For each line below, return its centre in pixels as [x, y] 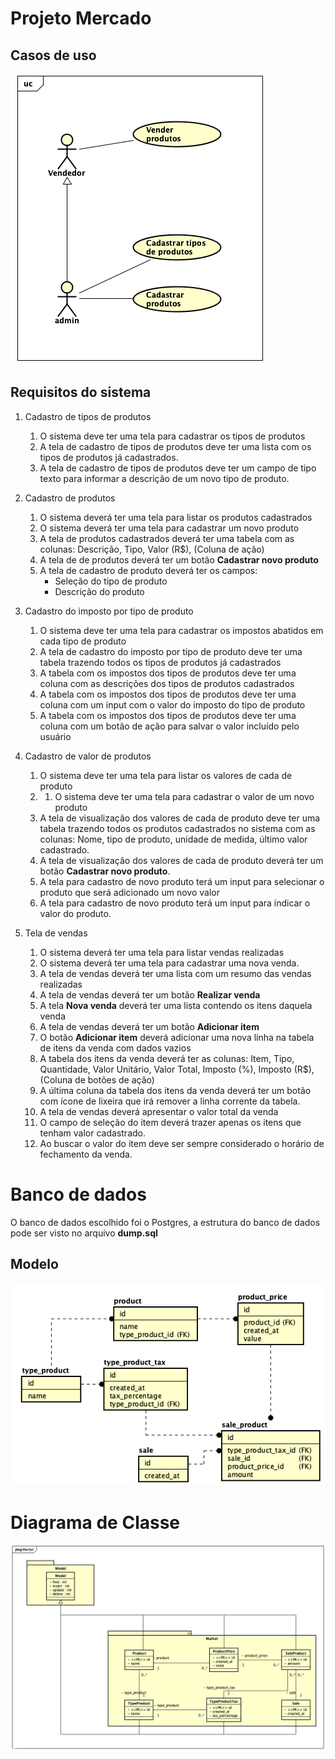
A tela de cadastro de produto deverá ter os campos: [148, 570]
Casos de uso [53, 55]
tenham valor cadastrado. [92, 1133]
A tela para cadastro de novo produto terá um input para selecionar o [182, 881]
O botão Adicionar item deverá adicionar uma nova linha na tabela [177, 1037]
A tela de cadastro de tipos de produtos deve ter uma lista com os [175, 446]
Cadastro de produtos [70, 498]
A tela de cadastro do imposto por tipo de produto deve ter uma [171, 651]
